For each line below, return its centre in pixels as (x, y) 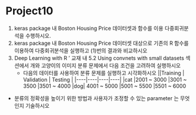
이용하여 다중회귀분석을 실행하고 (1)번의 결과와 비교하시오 (81, 50)
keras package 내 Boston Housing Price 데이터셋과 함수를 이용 (89, 28)
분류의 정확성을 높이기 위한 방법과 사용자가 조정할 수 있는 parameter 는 (97, 98)
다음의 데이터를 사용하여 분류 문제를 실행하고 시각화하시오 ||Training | (104, 73)
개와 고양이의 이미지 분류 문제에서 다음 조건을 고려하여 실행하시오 (105, 65)
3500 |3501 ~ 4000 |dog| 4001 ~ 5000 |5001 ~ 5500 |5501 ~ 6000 (105, 86)
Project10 (29, 11)
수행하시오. (38, 35)
